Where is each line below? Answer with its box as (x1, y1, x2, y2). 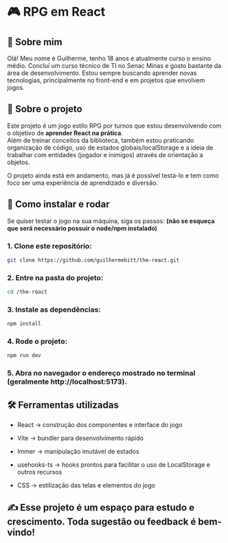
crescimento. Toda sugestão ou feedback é (7, 516, 196, 528)
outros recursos (16, 468, 62, 476)
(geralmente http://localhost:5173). (7, 377, 127, 386)
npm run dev (7, 352, 41, 359)
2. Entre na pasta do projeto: (7, 273, 104, 282)
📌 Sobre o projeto (7, 103, 82, 115)
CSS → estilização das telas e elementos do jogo (16, 481, 156, 489)
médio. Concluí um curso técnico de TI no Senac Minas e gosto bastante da (7, 62, 222, 69)
